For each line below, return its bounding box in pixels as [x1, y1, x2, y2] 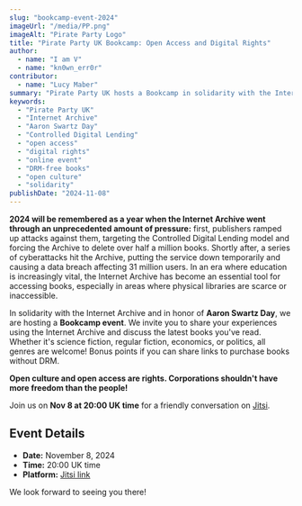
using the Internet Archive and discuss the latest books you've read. [9, 327, 262, 338]
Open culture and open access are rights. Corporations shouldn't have [9, 373, 279, 384]
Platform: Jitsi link [22, 469, 91, 480]
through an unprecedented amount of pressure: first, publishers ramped [9, 223, 282, 234]
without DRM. [9, 356, 60, 366]
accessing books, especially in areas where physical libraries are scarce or [9, 281, 288, 291]
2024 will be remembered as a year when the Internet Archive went [9, 213, 266, 224]
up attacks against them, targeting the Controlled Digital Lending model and [9, 233, 290, 243]
